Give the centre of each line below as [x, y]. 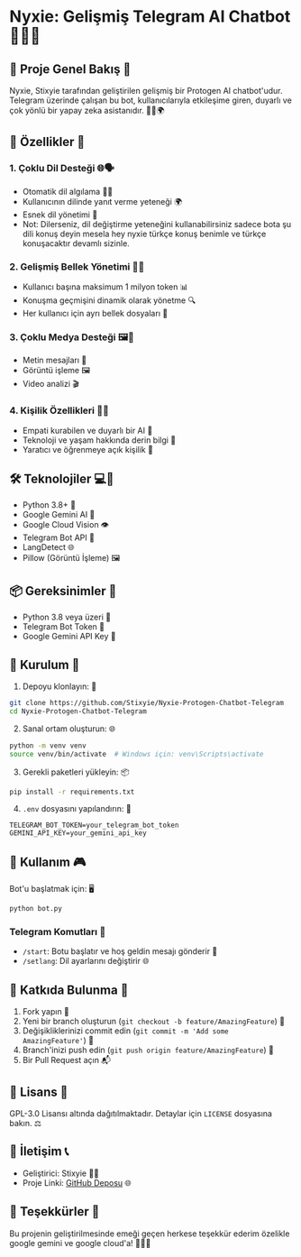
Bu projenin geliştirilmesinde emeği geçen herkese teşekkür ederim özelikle [150, 1234]
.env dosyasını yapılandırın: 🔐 [77, 809]
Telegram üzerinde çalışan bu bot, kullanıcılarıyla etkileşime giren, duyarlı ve [151, 100]
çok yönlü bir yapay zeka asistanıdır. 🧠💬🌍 [87, 110]
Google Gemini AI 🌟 [59, 515]
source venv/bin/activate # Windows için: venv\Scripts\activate [137, 754]
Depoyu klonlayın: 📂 [59, 686]
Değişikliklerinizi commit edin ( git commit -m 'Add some [125, 1031]
